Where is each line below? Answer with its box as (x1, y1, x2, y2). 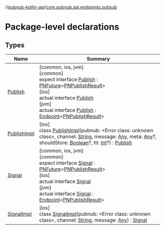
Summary (86, 56, 110, 62)
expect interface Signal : (39, 160, 95, 166)
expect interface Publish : (39, 76, 98, 83)
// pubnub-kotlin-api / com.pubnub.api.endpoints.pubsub (5, 4, 117, 10)
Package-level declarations (5, 22, 119, 32)
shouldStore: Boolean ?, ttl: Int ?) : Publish (39, 140, 132, 146)
